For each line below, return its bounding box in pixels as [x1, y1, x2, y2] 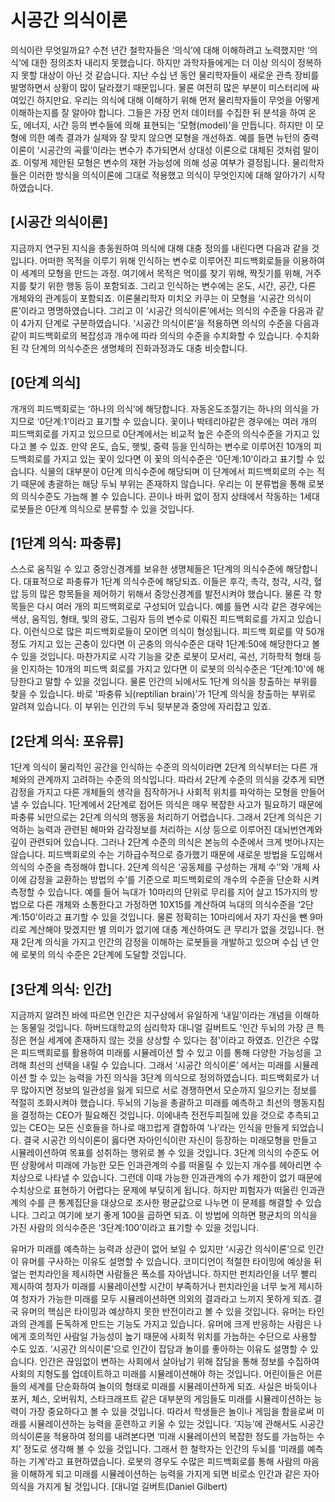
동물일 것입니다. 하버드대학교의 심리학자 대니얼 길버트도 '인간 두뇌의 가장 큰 [20, 1022, 315, 1033]
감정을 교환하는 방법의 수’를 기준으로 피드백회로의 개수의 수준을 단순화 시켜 [28, 874, 320, 886]
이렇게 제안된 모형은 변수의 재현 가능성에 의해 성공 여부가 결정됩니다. [23, 156, 290, 168]
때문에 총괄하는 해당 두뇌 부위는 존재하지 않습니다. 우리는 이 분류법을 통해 [20, 477, 307, 490]
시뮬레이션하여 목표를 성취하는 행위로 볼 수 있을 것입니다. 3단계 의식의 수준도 [10, 1147, 310, 1158]
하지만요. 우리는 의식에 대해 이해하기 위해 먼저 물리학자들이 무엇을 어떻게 [36, 94, 320, 106]
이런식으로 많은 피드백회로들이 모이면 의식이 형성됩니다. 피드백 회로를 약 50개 [23, 626, 325, 638]
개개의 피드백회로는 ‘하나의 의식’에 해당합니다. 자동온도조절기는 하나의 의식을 [10, 402, 309, 415]
